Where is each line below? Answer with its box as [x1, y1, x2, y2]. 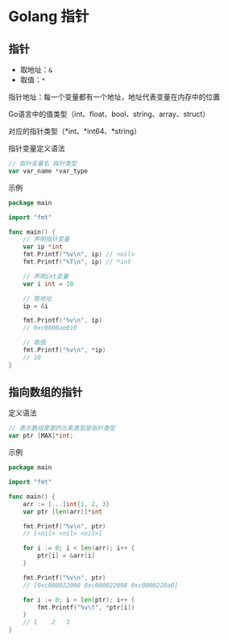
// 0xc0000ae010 [23, 324, 78, 332]
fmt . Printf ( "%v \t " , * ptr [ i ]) [37, 603, 135, 611]
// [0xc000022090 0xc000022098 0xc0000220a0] [23, 581, 179, 589]
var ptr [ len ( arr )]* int [23, 507, 103, 516]
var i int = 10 [23, 280, 74, 288]
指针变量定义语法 [8, 144, 65, 153]
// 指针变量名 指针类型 [8, 160, 77, 168]
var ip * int [23, 243, 63, 251]
